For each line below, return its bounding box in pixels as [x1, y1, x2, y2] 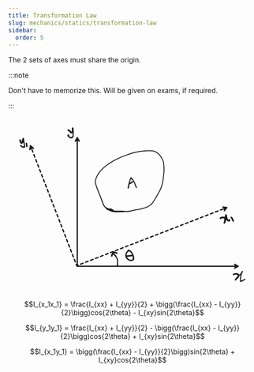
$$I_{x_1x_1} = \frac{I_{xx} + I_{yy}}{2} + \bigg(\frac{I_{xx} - [24, 299, 218, 309]
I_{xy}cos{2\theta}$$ [98, 355, 167, 365]
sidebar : [8, 26, 37, 34]
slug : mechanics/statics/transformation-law [8, 19, 157, 27]
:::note [8, 70, 29, 80]
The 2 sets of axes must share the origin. [8, 55, 141, 65]
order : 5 [15, 33, 44, 42]
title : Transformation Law [8, 11, 97, 20]
